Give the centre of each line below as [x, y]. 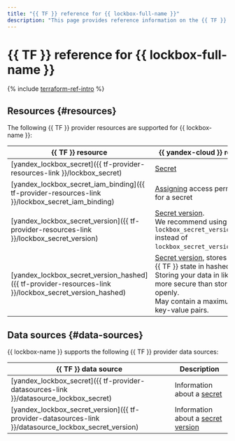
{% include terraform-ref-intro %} [56, 89]
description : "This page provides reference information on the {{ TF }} [117, 20]
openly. [167, 293]
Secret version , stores [191, 258]
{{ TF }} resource [79, 152]
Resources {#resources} [62, 111]
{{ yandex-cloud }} [190, 152]
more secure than [184, 284]
